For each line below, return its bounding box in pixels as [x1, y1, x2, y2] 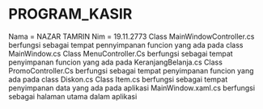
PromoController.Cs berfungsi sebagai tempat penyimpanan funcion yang [8, 65, 254, 75]
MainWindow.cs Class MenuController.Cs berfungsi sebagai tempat [8, 48, 233, 58]
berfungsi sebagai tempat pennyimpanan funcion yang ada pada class [8, 40, 244, 49]
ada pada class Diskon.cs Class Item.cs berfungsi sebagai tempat [8, 74, 228, 84]
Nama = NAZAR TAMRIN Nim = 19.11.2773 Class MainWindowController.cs [8, 31, 255, 41]
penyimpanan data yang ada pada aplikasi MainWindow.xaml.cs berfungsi [8, 82, 256, 93]
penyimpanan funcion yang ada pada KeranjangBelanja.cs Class [8, 57, 223, 67]
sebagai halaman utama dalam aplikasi [8, 91, 138, 101]
